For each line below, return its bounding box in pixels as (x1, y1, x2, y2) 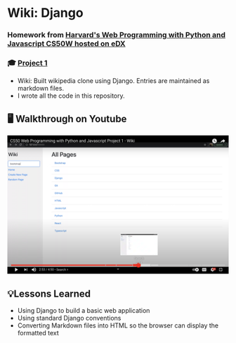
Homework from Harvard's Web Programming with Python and (7, 30, 226, 40)
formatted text (17, 329, 60, 337)
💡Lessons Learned (7, 287, 91, 299)
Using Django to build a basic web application (17, 306, 150, 315)
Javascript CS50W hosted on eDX (7, 39, 126, 48)
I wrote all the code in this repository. (17, 91, 125, 100)
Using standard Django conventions (17, 314, 122, 323)
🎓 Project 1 (7, 58, 48, 68)
